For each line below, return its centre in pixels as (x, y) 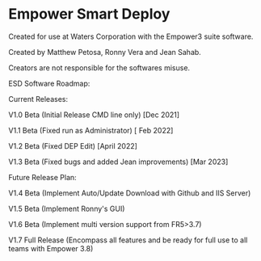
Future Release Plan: (42, 177)
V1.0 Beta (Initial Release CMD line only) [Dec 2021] (94, 115)
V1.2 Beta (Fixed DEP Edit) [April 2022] (73, 145)
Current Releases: (38, 99)
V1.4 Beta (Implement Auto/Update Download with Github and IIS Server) (130, 193)
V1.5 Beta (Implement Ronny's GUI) (67, 208)
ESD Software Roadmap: (49, 83)
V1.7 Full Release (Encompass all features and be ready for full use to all (128, 240)
